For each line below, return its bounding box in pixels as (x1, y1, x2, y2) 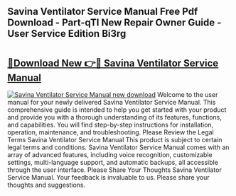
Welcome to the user (157, 91, 218, 98)
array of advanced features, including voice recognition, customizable (7, 151, 213, 158)
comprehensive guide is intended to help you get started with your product (7, 105, 227, 114)
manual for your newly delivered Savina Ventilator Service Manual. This (7, 98, 216, 106)
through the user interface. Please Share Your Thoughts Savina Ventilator (7, 166, 222, 174)
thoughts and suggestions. (7, 180, 86, 189)
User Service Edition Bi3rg (7, 28, 127, 40)
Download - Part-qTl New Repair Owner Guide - (7, 17, 222, 29)
